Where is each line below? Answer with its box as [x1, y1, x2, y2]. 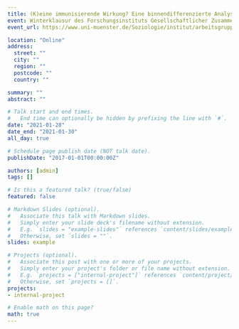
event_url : [7, 23, 40, 31]
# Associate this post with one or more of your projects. [7, 259, 193, 266]
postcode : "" [14, 69, 53, 77]
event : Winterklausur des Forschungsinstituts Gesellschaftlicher [7, 17, 208, 24]
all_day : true [7, 134, 50, 142]
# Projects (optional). [7, 252, 78, 259]
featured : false [7, 193, 55, 200]
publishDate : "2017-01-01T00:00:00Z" [7, 154, 119, 161]
